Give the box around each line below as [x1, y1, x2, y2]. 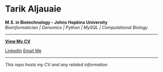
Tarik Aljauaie [5, 3, 62, 14]
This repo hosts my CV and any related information [5, 61, 108, 67]
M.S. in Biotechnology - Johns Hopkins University [5, 19, 108, 25]
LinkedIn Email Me [5, 47, 42, 54]
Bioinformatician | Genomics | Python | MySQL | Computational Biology [5, 24, 148, 30]
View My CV [5, 38, 31, 44]
